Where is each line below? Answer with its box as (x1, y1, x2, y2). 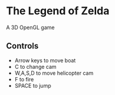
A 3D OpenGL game (6, 24, 55, 31)
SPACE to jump (14, 82, 51, 89)
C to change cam (14, 63, 57, 70)
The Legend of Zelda (6, 4, 110, 18)
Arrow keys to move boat (14, 56, 76, 64)
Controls (6, 41, 39, 51)
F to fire (14, 75, 34, 83)
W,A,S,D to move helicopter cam (14, 69, 94, 77)
